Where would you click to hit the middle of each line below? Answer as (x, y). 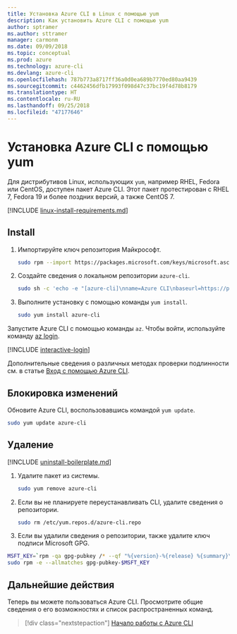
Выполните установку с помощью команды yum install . (102, 302)
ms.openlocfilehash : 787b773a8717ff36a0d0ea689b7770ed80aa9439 (102, 79)
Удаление (31, 445)
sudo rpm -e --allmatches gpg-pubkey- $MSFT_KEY (79, 563)
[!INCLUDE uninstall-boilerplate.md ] (59, 462)
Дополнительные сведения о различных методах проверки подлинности (118, 363)
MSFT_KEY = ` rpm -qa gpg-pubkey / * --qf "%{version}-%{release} (101, 556)
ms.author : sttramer (38, 33)
